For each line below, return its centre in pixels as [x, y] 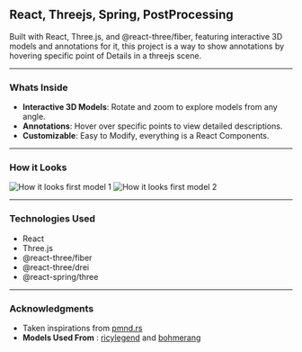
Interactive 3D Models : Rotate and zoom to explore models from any [150, 107]
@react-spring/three [60, 276]
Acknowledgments [52, 308]
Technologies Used [53, 219]
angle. [34, 117]
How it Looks [38, 167]
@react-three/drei [56, 267]
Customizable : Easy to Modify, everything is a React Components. [146, 136]
